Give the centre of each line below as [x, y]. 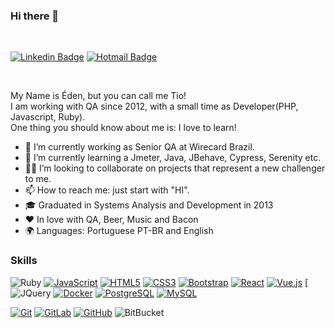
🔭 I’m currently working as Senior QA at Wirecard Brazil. [139, 147]
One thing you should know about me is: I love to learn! [123, 128]
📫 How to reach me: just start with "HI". [107, 190]
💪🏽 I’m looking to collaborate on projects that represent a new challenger [175, 168]
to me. [38, 179]
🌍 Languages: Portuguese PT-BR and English [119, 231]
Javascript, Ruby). [48, 117]
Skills [24, 261]
